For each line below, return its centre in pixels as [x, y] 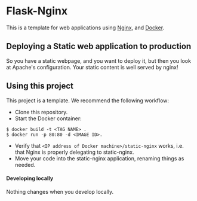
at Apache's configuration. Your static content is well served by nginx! [92, 67]
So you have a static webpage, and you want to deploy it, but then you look [98, 60]
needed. [25, 165]
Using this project [40, 86]
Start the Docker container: [48, 118]
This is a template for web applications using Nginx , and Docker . [85, 28]
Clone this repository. [41, 112]
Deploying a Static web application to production [99, 46]
